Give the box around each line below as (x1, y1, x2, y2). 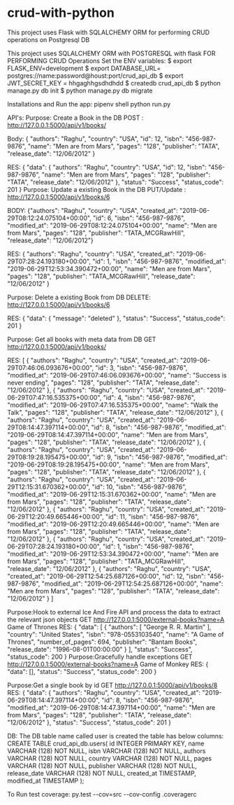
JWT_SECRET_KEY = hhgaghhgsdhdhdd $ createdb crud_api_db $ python (7, 78, 221, 87)
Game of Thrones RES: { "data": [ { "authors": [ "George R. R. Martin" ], (7, 622, 212, 631)
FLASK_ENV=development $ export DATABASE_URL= (7, 64, 161, 72)
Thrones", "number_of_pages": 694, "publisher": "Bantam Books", (7, 638, 198, 646)
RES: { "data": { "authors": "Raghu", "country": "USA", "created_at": (7, 688, 201, 696)
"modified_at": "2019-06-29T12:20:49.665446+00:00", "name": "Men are (7, 520, 220, 528)
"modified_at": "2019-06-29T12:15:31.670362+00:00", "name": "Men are (7, 490, 217, 498)
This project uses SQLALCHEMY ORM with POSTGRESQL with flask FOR (7, 49, 216, 57)
